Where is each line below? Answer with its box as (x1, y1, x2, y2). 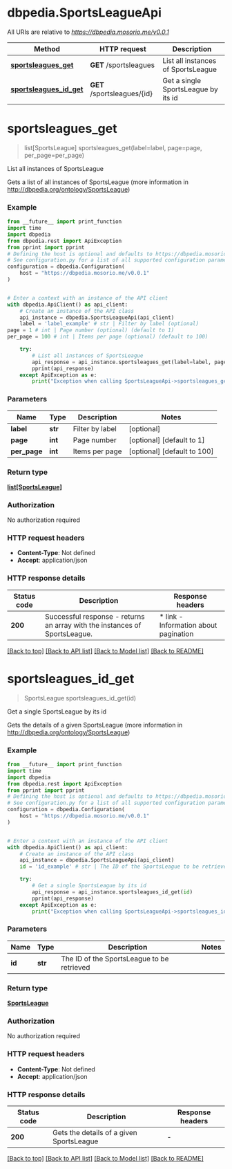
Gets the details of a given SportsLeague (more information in (7, 721, 183, 729)
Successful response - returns (44, 611, 145, 621)
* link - (159, 611, 184, 621)
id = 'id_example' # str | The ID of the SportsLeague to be (19, 863, 199, 870)
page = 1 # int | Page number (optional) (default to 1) (7, 327, 175, 334)
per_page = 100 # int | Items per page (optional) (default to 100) (7, 334, 209, 341)
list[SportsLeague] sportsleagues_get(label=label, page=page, (23, 143, 202, 152)
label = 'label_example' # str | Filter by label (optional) (19, 320, 199, 327)
